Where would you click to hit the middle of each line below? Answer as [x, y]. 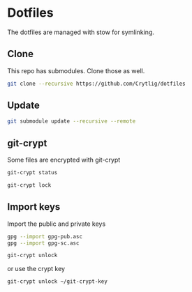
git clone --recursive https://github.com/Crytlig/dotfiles [97, 84]
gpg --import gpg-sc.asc [43, 243]
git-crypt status [32, 173]
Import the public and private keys [57, 224]
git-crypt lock [29, 185]
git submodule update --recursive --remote [72, 121]
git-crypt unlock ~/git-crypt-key [58, 282]
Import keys [34, 207]
